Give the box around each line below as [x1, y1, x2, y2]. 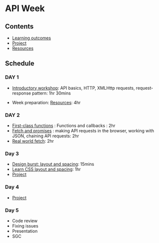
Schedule [5, 59, 35, 68]
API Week [5, 3, 45, 14]
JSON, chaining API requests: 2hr [12, 133, 79, 139]
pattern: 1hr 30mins [32, 90, 71, 96]
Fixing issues [12, 223, 39, 228]
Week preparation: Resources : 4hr [12, 99, 81, 105]
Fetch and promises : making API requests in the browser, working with [12, 128, 154, 133]
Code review [12, 218, 38, 224]
